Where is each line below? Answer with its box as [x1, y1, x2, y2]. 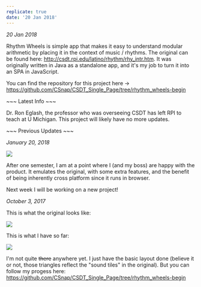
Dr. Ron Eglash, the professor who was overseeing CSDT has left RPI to [6, 109, 182, 116]
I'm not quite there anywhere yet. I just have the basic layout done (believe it [6, 255, 194, 262]
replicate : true [6, 8, 47, 15]
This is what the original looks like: [6, 209, 91, 216]
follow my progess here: [6, 267, 66, 274]
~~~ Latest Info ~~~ [6, 97, 56, 105]
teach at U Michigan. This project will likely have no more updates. [6, 115, 170, 123]
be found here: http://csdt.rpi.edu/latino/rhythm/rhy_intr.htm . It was [6, 55, 172, 62]
